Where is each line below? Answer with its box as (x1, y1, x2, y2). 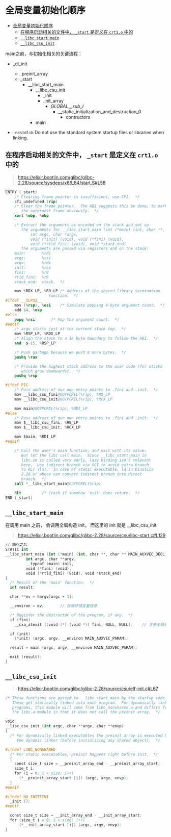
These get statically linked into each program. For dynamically (12, 700, 156, 705)
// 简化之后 (5, 542, 28, 547)
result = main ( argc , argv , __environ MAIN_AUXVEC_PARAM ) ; (10, 645, 138, 650)
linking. (12, 135, 28, 141)
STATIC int (5, 547, 28, 552)
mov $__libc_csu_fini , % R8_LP (14, 420, 79, 425)
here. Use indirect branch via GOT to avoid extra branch (21, 462, 149, 467)
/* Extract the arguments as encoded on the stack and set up (14, 222, 149, 227)
